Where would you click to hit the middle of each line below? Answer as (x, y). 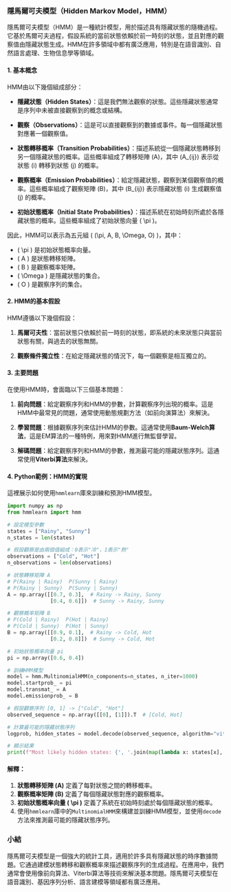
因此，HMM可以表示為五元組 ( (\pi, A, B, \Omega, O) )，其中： (95, 235)
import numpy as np (35, 506)
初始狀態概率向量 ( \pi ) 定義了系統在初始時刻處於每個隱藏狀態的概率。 (117, 803)
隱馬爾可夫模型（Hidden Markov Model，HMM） (89, 10)
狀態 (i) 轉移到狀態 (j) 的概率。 (59, 165)
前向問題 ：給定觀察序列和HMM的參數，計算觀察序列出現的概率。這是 (115, 404)
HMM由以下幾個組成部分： (45, 87)
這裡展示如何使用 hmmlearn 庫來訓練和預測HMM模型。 (81, 493)
